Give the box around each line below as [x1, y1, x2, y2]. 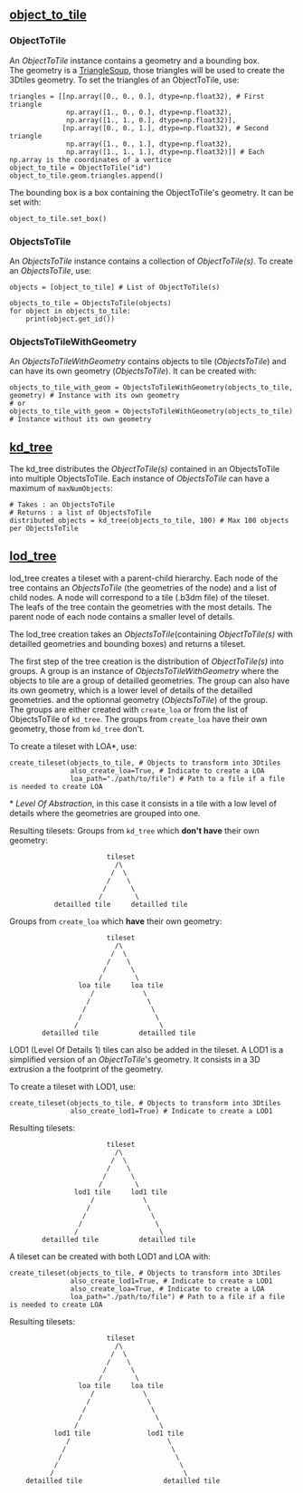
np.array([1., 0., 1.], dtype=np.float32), [66, 140, 232, 149]
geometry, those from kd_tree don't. [9, 723, 145, 734]
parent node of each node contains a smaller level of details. [9, 611, 235, 621]
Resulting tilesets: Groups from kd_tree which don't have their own [9, 824, 260, 836]
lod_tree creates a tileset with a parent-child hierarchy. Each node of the [9, 573, 279, 583]
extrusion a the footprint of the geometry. [9, 1064, 164, 1074]
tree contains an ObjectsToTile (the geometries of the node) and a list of [9, 582, 278, 592]
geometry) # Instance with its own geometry [9, 391, 180, 400]
